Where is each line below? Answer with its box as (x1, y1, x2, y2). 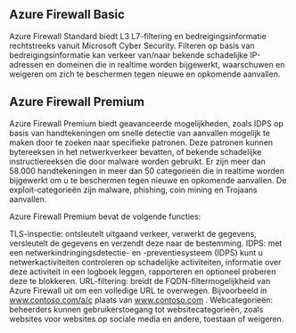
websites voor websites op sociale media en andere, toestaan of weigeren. (9, 313, 284, 324)
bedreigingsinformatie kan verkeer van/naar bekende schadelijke (9, 49, 248, 61)
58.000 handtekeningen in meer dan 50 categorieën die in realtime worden (9, 165, 285, 176)
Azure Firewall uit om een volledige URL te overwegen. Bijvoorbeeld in (9, 285, 267, 296)
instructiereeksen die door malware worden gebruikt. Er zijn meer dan (9, 156, 266, 166)
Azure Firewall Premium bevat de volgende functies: (9, 211, 201, 222)
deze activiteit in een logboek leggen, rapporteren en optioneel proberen (9, 266, 276, 277)
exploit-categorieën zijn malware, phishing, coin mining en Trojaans (9, 184, 258, 195)
